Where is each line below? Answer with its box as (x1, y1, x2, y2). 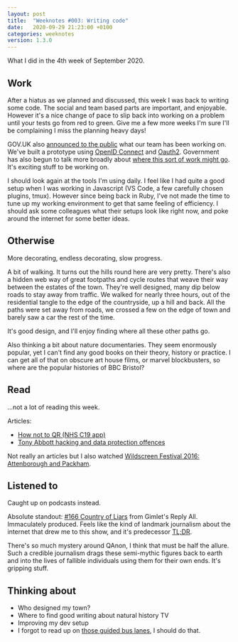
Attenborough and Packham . (7, 459, 91, 468)
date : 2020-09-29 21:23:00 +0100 (7, 23, 113, 31)
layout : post (7, 10, 46, 18)
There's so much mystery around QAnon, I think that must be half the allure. (7, 542, 229, 550)
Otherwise (7, 235, 55, 247)
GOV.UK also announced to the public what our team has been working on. (7, 140, 227, 148)
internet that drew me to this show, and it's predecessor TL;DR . (7, 527, 193, 536)
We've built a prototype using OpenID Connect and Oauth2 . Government (7, 147, 220, 156)
